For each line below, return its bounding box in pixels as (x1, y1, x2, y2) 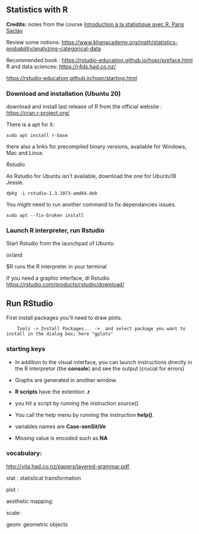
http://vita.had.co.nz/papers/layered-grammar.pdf (6, 463, 130, 470)
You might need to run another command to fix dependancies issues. (6, 201, 176, 208)
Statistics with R (6, 5, 68, 15)
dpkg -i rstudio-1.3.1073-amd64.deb (6, 191, 97, 197)
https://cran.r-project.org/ (6, 109, 70, 117)
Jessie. (6, 179, 24, 186)
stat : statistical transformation (6, 474, 81, 481)
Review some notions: (6, 38, 61, 45)
